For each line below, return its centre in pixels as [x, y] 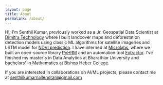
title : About [18, 14]
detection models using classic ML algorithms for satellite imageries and [77, 42]
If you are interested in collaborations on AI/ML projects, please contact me [81, 72]
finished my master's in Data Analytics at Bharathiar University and [72, 58]
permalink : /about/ [25, 18]
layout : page [18, 9]
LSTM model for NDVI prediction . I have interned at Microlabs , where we [78, 48]
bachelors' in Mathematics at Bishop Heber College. [57, 63]
